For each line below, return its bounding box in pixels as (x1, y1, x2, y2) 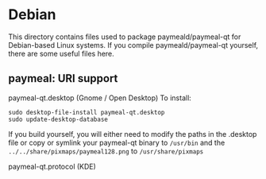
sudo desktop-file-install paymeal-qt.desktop (8, 108, 165, 116)
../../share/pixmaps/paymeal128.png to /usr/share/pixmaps (8, 146, 204, 156)
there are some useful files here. (8, 49, 115, 58)
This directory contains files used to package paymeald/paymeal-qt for (8, 32, 241, 41)
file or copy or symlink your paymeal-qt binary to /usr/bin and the (8, 138, 226, 147)
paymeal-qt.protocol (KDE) (8, 161, 97, 171)
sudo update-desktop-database (8, 115, 109, 123)
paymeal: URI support (8, 72, 118, 85)
